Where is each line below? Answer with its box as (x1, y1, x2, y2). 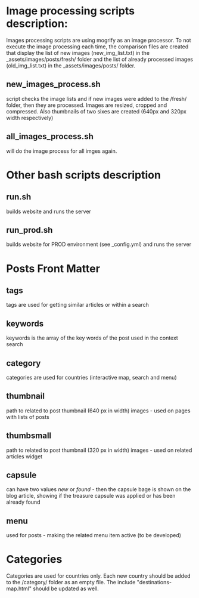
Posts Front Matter (6, 261, 100, 275)
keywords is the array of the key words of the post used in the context (6, 334, 179, 341)
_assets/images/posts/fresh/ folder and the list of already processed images (6, 56, 194, 63)
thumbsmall (6, 431, 52, 441)
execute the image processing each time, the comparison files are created (6, 43, 189, 50)
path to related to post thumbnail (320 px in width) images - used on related (6, 446, 192, 454)
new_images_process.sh (6, 79, 101, 90)
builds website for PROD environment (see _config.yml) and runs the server (6, 241, 192, 248)
